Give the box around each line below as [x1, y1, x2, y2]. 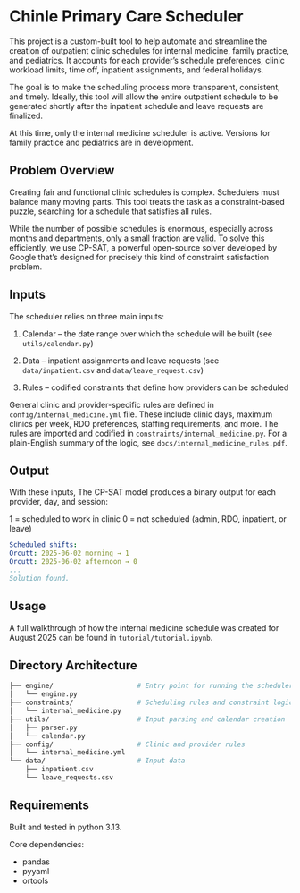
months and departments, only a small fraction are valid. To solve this [9, 233, 265, 243]
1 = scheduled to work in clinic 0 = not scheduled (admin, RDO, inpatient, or [9, 514, 287, 524]
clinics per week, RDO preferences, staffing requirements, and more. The [9, 418, 279, 429]
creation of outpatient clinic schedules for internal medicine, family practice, [9, 45, 290, 55]
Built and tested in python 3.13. [9, 821, 122, 832]
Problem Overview [9, 163, 115, 178]
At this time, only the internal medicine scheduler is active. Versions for [9, 127, 271, 138]
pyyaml [21, 865, 50, 876]
